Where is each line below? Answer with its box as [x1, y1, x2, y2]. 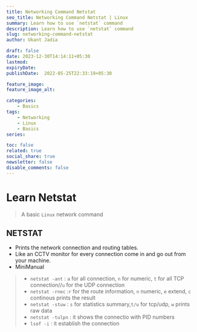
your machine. [15, 257, 51, 264]
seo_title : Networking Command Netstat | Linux [6, 14, 129, 21]
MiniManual [15, 263, 44, 270]
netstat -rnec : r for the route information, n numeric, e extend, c [30, 288, 192, 295]
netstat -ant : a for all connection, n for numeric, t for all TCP [30, 275, 184, 283]
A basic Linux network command [21, 211, 103, 218]
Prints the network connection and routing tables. [15, 244, 139, 251]
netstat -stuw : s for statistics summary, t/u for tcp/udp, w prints [30, 301, 190, 308]
